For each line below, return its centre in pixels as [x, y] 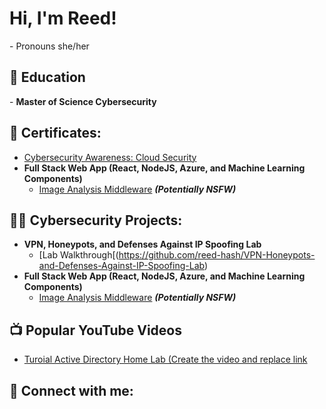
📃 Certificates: [55, 133]
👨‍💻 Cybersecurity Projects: [96, 220]
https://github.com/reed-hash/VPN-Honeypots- [217, 255]
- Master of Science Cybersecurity [83, 101]
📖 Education [47, 77]
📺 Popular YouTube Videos [95, 330]
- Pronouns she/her [49, 46]
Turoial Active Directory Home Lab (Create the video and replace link [165, 359]
